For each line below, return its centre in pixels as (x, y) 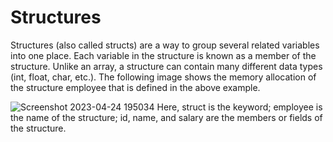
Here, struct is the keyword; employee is (239, 107)
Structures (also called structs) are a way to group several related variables (165, 45)
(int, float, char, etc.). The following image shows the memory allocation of (163, 77)
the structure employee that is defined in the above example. (135, 87)
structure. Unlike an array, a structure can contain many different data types (166, 66)
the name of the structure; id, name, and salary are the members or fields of (166, 117)
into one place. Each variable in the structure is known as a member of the (163, 55)
